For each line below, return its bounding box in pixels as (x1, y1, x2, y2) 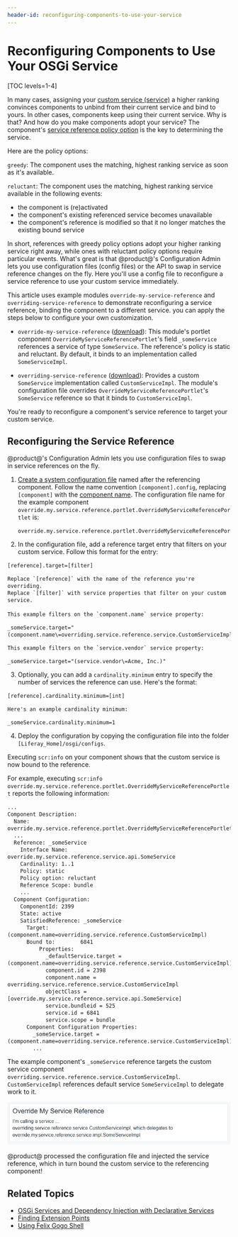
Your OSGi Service (7, 57, 118, 74)
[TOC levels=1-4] (7, 82, 57, 90)
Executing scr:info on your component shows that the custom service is (7, 753, 220, 762)
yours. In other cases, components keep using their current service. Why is (7, 110, 227, 118)
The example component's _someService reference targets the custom (7, 1058, 212, 1066)
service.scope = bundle (45, 1016, 115, 1024)
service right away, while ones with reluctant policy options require (7, 247, 203, 255)
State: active (20, 910, 62, 918)
